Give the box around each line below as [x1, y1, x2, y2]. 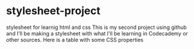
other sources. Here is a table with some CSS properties [6, 36, 144, 43]
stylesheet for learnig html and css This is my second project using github [6, 24, 187, 31]
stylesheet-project [6, 4, 101, 18]
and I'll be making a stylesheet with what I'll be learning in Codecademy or [6, 30, 188, 37]
